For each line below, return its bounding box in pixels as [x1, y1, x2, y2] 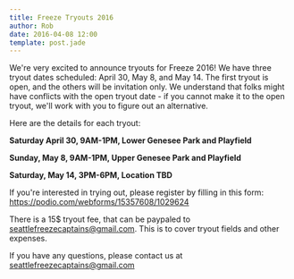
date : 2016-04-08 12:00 [9, 30, 98, 38]
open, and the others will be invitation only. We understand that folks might [9, 81, 285, 92]
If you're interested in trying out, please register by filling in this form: [9, 187, 265, 198]
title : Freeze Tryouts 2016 [9, 13, 114, 22]
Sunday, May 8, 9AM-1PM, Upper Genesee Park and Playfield [9, 153, 241, 164]
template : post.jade [9, 38, 87, 47]
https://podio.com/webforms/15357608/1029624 [9, 197, 189, 207]
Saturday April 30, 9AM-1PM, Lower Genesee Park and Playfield [9, 135, 252, 146]
